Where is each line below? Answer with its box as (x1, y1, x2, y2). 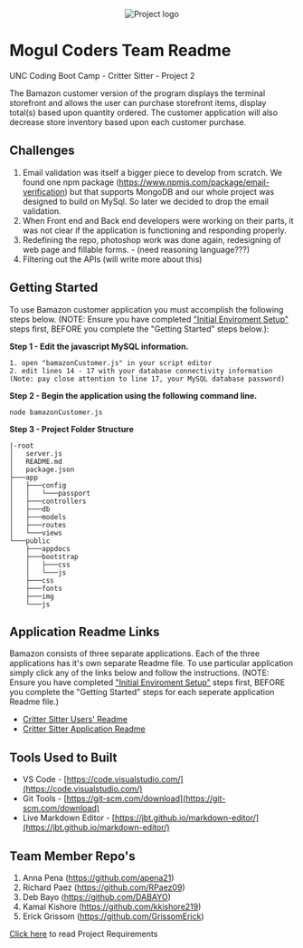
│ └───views (9, 528, 63, 537)
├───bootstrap (25, 552, 79, 561)
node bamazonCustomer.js (9, 408, 103, 417)
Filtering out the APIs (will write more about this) (22, 254, 203, 265)
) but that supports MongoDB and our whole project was (64, 186, 275, 197)
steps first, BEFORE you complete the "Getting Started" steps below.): (9, 323, 270, 334)
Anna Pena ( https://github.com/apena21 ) (22, 873, 175, 883)
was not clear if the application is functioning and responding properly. (22, 225, 287, 236)
